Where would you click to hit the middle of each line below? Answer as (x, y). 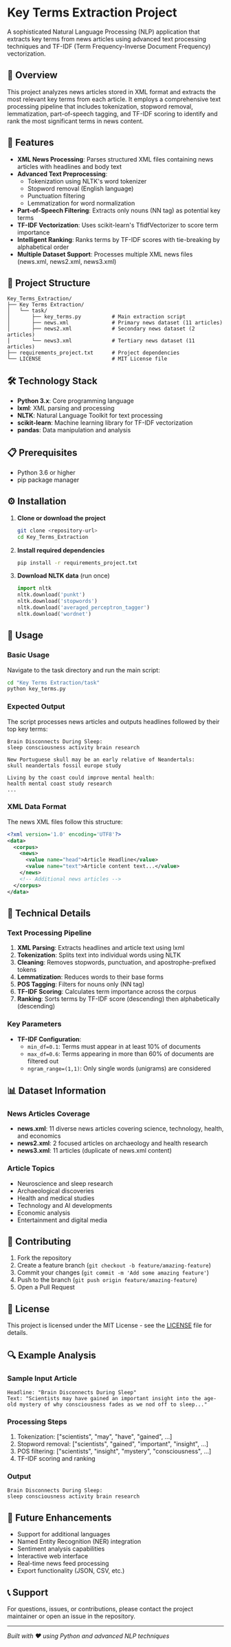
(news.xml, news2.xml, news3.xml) (67, 261)
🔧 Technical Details (49, 913)
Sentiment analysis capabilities (61, 1549)
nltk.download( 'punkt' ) (51, 595)
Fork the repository (44, 1258)
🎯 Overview (32, 75)
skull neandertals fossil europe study (64, 765)
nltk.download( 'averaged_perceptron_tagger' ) (83, 608)
